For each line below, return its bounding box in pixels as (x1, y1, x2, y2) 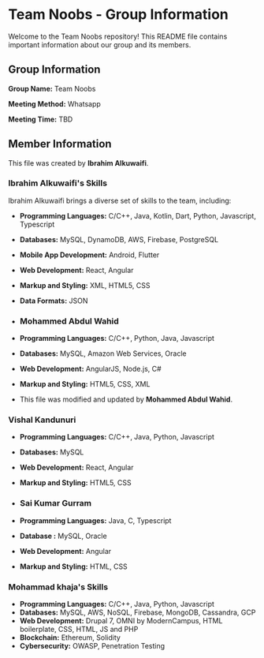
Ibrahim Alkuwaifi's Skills (8, 178, 108, 189)
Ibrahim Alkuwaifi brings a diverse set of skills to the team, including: (8, 196, 232, 205)
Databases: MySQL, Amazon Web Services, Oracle (19, 349, 187, 358)
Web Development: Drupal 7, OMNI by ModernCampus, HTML (19, 616, 223, 626)
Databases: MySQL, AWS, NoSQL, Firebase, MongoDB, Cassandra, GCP (19, 608, 256, 617)
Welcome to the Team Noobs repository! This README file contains (8, 32, 228, 41)
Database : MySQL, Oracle (19, 531, 108, 540)
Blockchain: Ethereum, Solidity (19, 633, 121, 642)
